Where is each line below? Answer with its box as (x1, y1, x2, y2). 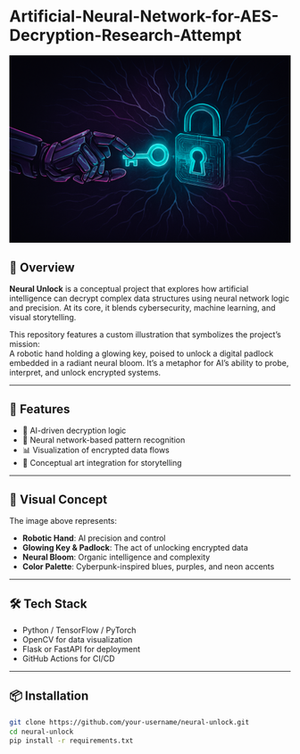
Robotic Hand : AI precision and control (21, 533, 167, 543)
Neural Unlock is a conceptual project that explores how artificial (9, 284, 249, 294)
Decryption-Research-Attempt (9, 25, 242, 46)
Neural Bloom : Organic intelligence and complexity (21, 551, 211, 563)
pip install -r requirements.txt (9, 736, 134, 746)
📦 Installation (9, 689, 89, 704)
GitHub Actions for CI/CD (21, 653, 115, 664)
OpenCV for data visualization (21, 634, 133, 644)
